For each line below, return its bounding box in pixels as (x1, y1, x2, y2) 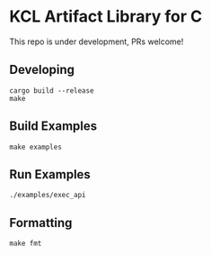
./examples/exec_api (9, 191, 87, 200)
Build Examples (9, 119, 98, 134)
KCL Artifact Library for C (9, 6, 203, 27)
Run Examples (9, 167, 92, 182)
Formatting (9, 214, 73, 231)
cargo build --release (9, 86, 94, 96)
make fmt (9, 239, 42, 249)
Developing (9, 62, 75, 77)
